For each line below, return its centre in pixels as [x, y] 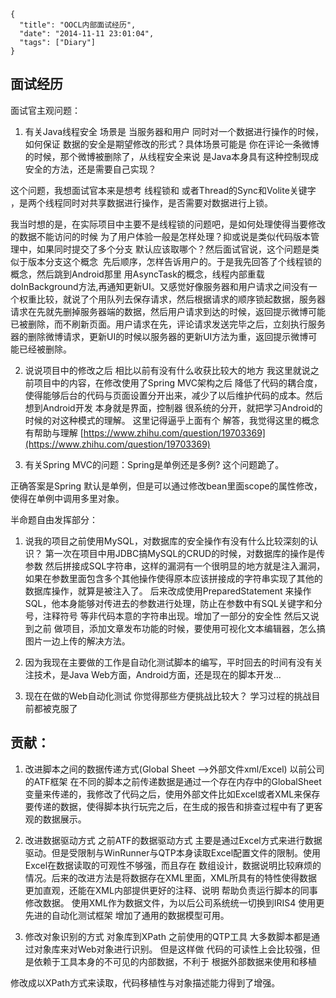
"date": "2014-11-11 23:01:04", [87, 34]
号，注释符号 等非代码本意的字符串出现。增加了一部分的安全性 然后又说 [172, 616]
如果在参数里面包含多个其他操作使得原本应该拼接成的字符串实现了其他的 [173, 578]
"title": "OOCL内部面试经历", [78, 25]
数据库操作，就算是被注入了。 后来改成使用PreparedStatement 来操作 [168, 591]
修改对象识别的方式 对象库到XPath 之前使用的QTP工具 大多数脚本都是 [168, 936]
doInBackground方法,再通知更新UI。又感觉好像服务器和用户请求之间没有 [159, 286]
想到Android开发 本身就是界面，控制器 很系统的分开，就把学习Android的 [173, 407]
